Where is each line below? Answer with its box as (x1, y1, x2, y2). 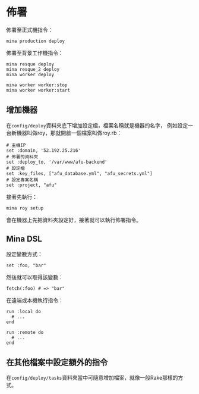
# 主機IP (6, 142, 26, 148)
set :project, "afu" (6, 182, 58, 188)
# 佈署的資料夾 (6, 154, 39, 160)
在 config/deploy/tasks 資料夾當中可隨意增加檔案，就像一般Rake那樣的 (6, 374, 178, 382)
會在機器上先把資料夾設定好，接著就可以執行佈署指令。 (6, 216, 141, 223)
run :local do (6, 308, 42, 314)
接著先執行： (6, 193, 37, 200)
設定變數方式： (6, 251, 43, 258)
